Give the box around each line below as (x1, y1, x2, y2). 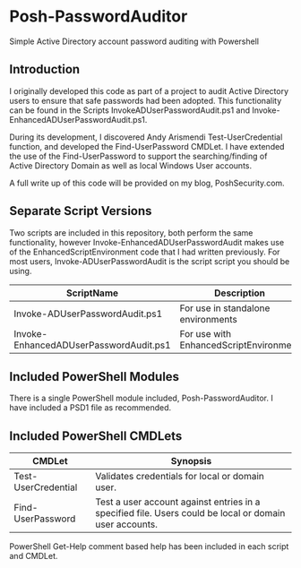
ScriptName (65, 287, 119, 299)
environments (179, 313, 237, 325)
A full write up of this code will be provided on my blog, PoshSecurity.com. (9, 177, 285, 188)
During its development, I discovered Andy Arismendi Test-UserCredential (9, 132, 283, 142)
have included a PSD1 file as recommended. (9, 402, 172, 413)
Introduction (9, 62, 81, 77)
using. (9, 265, 32, 276)
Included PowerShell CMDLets (9, 428, 183, 443)
